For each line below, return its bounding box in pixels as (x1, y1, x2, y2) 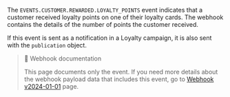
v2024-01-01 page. (23, 83, 79, 90)
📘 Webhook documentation (23, 54, 102, 63)
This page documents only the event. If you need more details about (23, 68, 218, 76)
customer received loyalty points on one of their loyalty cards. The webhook (7, 13, 224, 21)
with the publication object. (7, 41, 87, 49)
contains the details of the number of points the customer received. (7, 21, 198, 28)
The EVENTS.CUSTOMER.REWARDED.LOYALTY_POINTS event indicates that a (7, 6, 203, 14)
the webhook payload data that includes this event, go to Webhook (23, 75, 214, 83)
